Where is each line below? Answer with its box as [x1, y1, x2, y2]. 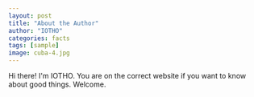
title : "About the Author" [8, 19, 99, 27]
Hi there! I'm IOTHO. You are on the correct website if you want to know [8, 71, 247, 80]
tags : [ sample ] [8, 42, 60, 50]
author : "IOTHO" [8, 26, 63, 34]
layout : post [8, 11, 52, 20]
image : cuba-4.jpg [8, 49, 70, 57]
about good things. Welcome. [8, 79, 106, 89]
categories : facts [8, 34, 70, 42]
